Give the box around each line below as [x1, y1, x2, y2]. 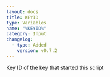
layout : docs [6, 8, 39, 15]
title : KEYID [6, 14, 39, 20]
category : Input [6, 31, 47, 37]
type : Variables [6, 20, 47, 26]
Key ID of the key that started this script [6, 64, 104, 71]
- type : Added [11, 42, 47, 48]
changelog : [6, 36, 33, 42]
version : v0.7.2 [17, 48, 58, 54]
